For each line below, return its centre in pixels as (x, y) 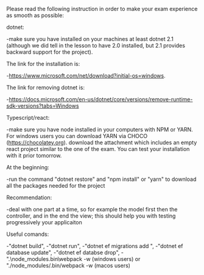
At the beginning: (28, 167)
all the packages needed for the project (56, 185)
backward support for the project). (50, 52)
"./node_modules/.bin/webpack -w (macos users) (69, 266)
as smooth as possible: (35, 15)
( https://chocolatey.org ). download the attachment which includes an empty (102, 142)
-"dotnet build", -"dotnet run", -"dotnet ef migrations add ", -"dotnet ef (95, 246)
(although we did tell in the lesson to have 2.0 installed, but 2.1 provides (96, 46)
